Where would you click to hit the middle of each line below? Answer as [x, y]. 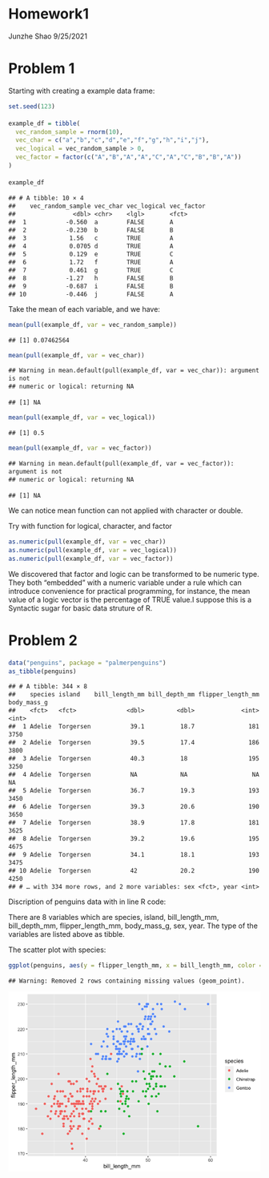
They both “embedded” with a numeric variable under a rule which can [125, 583]
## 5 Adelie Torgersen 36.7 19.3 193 [134, 791]
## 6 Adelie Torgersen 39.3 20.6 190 [134, 807]
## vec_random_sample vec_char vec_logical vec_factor [107, 206]
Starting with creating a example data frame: [82, 91]
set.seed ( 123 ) [32, 106]
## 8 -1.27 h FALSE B [91, 278]
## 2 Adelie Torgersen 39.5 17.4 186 [134, 743]
